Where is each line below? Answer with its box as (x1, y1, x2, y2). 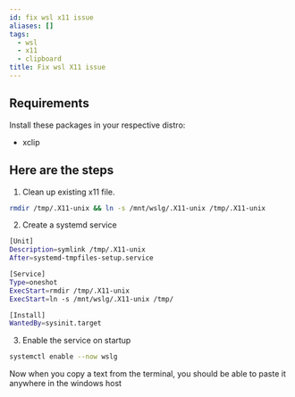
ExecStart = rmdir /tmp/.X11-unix (9, 286, 130, 295)
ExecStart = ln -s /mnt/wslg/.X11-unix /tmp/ (9, 294, 174, 303)
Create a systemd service (21, 219, 118, 230)
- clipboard (17, 54, 63, 63)
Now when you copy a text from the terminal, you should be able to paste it (9, 368, 286, 379)
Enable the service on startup (21, 335, 131, 346)
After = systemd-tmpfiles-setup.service (9, 253, 154, 263)
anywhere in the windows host (9, 378, 122, 389)
